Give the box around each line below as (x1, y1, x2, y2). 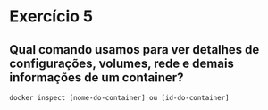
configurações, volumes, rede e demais (9, 55, 235, 71)
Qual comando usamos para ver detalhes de (9, 42, 260, 57)
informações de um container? (9, 70, 184, 85)
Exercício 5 (9, 6, 94, 27)
